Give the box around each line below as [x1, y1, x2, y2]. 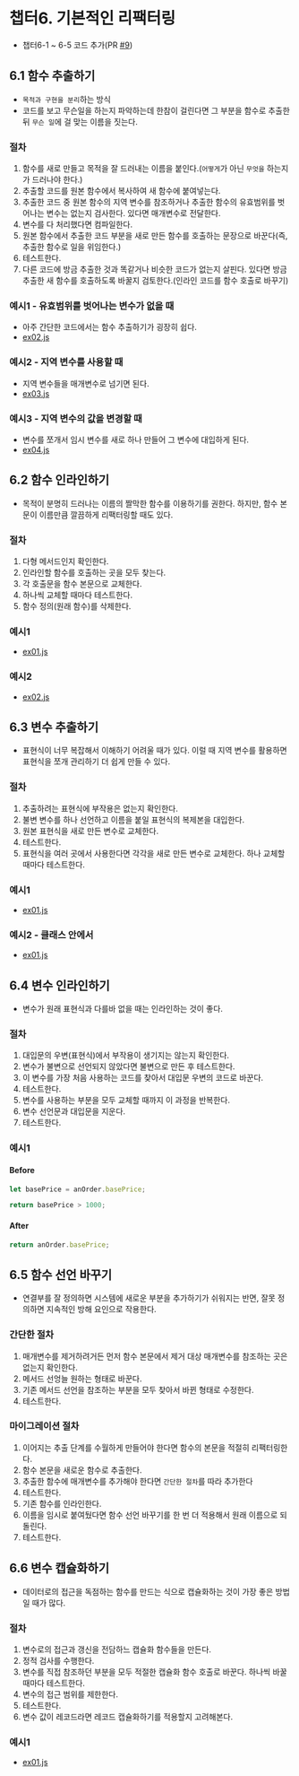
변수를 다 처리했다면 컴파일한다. [21, 219, 132, 230]
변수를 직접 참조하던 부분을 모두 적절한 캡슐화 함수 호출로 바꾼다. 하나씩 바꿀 [21, 1666, 288, 1677]
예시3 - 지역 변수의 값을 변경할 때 [9, 412, 143, 424]
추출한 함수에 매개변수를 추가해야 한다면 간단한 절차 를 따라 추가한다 [21, 1476, 253, 1486]
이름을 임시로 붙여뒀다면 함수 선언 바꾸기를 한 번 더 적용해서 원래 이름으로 [21, 1509, 278, 1520]
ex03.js [21, 387, 50, 399]
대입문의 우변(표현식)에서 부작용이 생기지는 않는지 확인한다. [21, 1050, 230, 1061]
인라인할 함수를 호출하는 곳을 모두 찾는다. [21, 567, 167, 579]
